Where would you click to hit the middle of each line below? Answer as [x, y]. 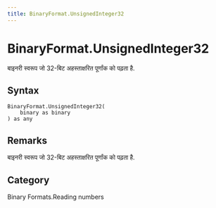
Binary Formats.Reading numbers [56, 197]
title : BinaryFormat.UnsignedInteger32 [66, 14]
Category [28, 180]
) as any [20, 119]
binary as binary [45, 113]
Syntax [23, 90]
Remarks [27, 140]
